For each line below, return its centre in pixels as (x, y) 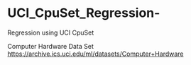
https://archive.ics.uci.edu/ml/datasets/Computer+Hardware (95, 54)
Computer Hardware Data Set (51, 46)
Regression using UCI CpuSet (51, 32)
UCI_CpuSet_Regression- (84, 13)
